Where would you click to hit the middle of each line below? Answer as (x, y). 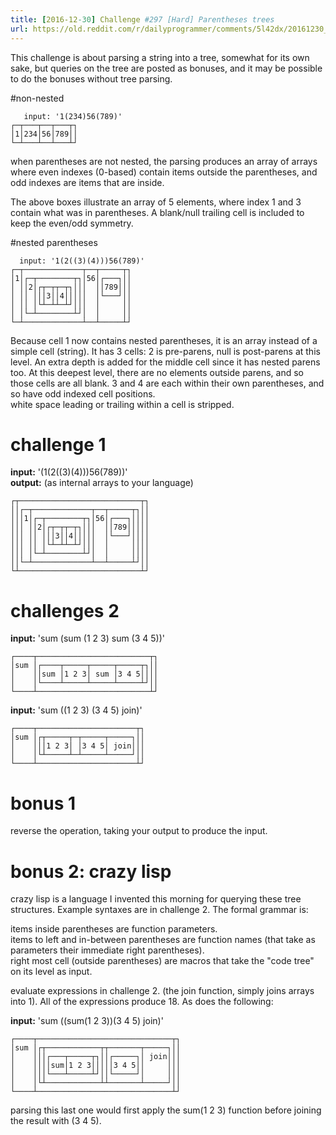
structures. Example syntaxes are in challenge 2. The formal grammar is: (159, 910)
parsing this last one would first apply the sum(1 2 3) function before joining (166, 1110)
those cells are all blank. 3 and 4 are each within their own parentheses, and (167, 383)
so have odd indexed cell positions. (83, 393)
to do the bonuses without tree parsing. (91, 78)
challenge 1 (58, 444)
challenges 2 (65, 610)
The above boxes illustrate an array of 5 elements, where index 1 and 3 (156, 202)
